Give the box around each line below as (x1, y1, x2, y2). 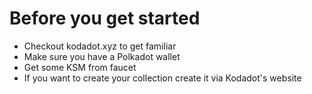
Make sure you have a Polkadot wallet (23, 50, 181, 62)
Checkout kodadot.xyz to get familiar (23, 40, 177, 52)
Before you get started (9, 7, 201, 30)
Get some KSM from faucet (23, 61, 137, 73)
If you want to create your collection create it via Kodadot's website (23, 72, 302, 84)
